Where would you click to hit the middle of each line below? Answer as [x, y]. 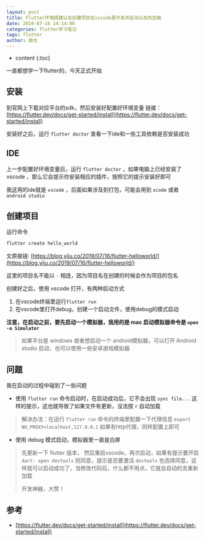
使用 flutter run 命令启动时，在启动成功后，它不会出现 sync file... [103, 398]
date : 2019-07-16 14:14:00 [41, 23]
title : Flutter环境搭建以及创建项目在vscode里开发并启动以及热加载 [84, 18]
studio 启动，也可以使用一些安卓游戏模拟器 [76, 348]
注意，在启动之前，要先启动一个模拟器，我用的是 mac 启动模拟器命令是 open [102, 322]
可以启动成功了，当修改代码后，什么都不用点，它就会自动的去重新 [115, 468]
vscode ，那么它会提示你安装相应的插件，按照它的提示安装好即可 [89, 176]
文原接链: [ [20, 256]
